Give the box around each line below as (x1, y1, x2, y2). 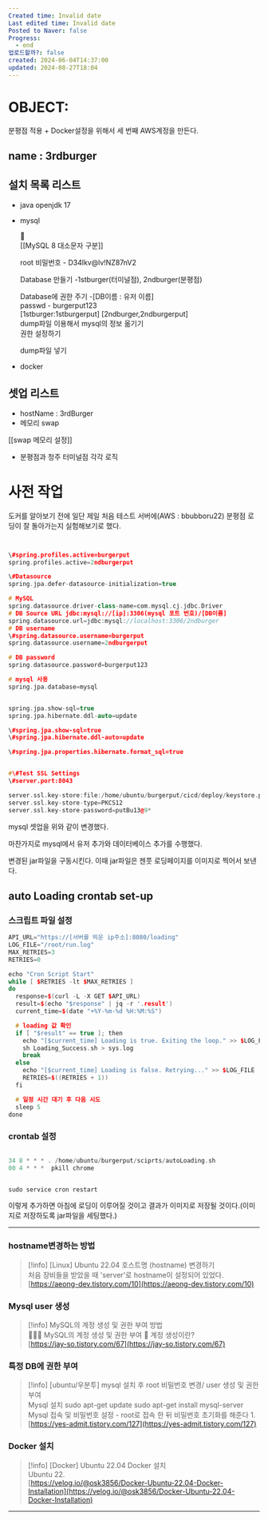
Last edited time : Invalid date (8, 19, 116, 27)
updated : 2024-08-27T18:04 (8, 64, 98, 72)
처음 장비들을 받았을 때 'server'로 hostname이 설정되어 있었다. (27, 1270, 224, 1279)
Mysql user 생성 (8, 1300, 70, 1311)
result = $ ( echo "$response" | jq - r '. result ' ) (15, 1000, 173, 1008)
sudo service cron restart (8, 1185, 98, 1194)
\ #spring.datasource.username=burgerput (8, 632, 145, 640)
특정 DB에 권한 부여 (8, 1360, 78, 1371)
